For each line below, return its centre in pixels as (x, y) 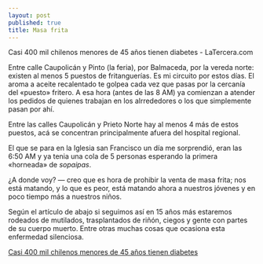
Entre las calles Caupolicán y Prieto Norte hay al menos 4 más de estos (124, 125)
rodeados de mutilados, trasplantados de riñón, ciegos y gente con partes (128, 220)
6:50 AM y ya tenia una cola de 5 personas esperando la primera (113, 156)
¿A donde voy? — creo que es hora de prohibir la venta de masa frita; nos (127, 180)
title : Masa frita (38, 30)
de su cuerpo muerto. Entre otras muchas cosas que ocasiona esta (117, 229)
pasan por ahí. (31, 109)
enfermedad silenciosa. (46, 237)
